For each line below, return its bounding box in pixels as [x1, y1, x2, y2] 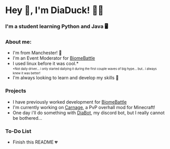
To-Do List [5, 127, 31, 134]
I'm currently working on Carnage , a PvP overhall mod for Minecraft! [12, 104, 155, 110]
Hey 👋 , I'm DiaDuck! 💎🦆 [5, 5, 104, 16]
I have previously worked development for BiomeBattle [12, 98, 127, 105]
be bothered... [12, 115, 42, 121]
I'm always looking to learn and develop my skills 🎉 [12, 75, 119, 81]
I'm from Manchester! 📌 [12, 50, 62, 56]
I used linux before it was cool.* [12, 61, 79, 67]
